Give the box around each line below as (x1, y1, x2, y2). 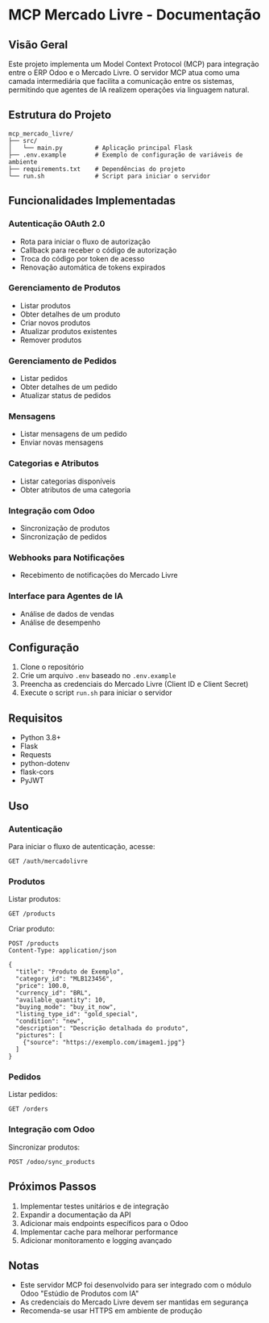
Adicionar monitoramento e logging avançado (19, 1235, 172, 1245)
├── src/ (8, 136, 38, 144)
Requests (19, 750, 52, 760)
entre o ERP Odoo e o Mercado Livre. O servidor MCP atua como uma (8, 68, 240, 77)
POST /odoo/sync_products (8, 1158, 95, 1166)
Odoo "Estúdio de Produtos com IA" (19, 1289, 139, 1299)
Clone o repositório (19, 662, 85, 672)
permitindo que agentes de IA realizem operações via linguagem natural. (8, 85, 250, 94)
